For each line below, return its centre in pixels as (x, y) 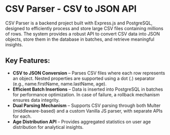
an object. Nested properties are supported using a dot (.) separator (84, 78)
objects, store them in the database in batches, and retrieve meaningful (80, 39)
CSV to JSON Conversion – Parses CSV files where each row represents (89, 73)
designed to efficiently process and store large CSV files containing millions (84, 28)
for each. (22, 116)
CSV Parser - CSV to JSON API (71, 9)
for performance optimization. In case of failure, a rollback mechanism (86, 94)
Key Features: (28, 61)
